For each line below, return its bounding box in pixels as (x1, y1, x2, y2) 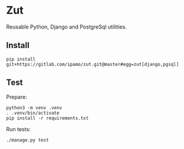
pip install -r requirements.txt (6, 115, 89, 121)
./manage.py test (6, 137, 49, 143)
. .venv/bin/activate (6, 110, 60, 116)
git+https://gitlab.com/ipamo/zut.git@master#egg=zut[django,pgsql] (6, 61, 179, 67)
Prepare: (6, 93, 27, 100)
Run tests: (6, 125, 31, 132)
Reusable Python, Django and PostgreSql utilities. (6, 23, 127, 30)
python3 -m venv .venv (6, 104, 62, 110)
